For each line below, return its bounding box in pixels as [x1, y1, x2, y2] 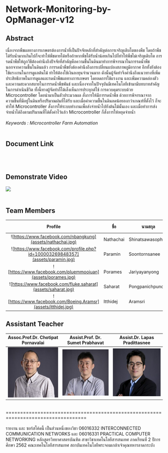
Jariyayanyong [129, 269, 159, 275]
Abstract [5, 34, 34, 42]
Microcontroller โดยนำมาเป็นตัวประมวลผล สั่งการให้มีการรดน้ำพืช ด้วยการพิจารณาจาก [5, 92, 152, 98]
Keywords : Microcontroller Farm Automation [5, 120, 98, 126]
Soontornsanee [129, 251, 161, 257]
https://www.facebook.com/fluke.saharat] [12, 281, 99, 287]
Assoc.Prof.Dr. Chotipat [7, 335, 59, 340]
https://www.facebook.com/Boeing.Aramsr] [9, 299, 100, 305]
